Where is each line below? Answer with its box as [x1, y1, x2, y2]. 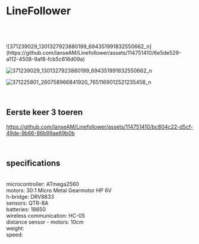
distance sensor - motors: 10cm [6, 218, 84, 226]
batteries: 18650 [6, 205, 46, 212]
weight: [6, 224, 25, 232]
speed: [6, 231, 23, 238]
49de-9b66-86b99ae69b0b [6, 129, 75, 136]
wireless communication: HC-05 [6, 212, 85, 219]
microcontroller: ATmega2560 [6, 180, 79, 187]
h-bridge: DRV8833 [6, 193, 55, 200]
